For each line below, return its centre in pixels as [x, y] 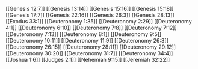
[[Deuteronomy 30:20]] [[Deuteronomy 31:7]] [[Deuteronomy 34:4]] [89, 53]
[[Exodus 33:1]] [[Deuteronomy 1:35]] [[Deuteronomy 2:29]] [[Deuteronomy [99, 21]
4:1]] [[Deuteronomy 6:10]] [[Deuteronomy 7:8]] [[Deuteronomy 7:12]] [91, 28]
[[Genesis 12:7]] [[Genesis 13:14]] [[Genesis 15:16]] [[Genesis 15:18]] [90, 9]
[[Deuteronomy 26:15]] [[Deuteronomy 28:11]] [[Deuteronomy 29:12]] [91, 47]
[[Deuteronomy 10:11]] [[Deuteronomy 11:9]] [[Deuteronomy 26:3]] [87, 40]
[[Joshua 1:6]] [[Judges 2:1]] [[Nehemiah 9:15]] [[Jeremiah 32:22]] [88, 60]
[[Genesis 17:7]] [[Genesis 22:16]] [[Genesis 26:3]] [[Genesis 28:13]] [90, 15]
